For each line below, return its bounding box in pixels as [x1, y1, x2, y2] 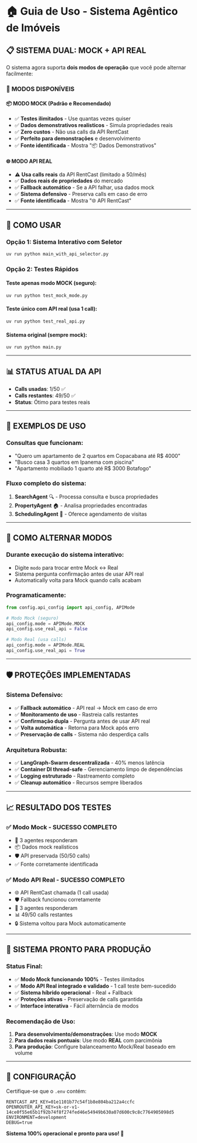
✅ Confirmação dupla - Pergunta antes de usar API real [14, 717, 151, 725]
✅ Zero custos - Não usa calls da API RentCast [14, 128, 129, 135]
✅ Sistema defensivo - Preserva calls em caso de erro [14, 191, 148, 198]
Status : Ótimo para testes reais [14, 398, 90, 406]
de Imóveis [6, 21, 60, 35]
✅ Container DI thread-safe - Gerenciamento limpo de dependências [14, 766, 183, 773]
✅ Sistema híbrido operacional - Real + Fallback [14, 989, 133, 996]
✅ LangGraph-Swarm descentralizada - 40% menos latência [14, 759, 165, 766]
